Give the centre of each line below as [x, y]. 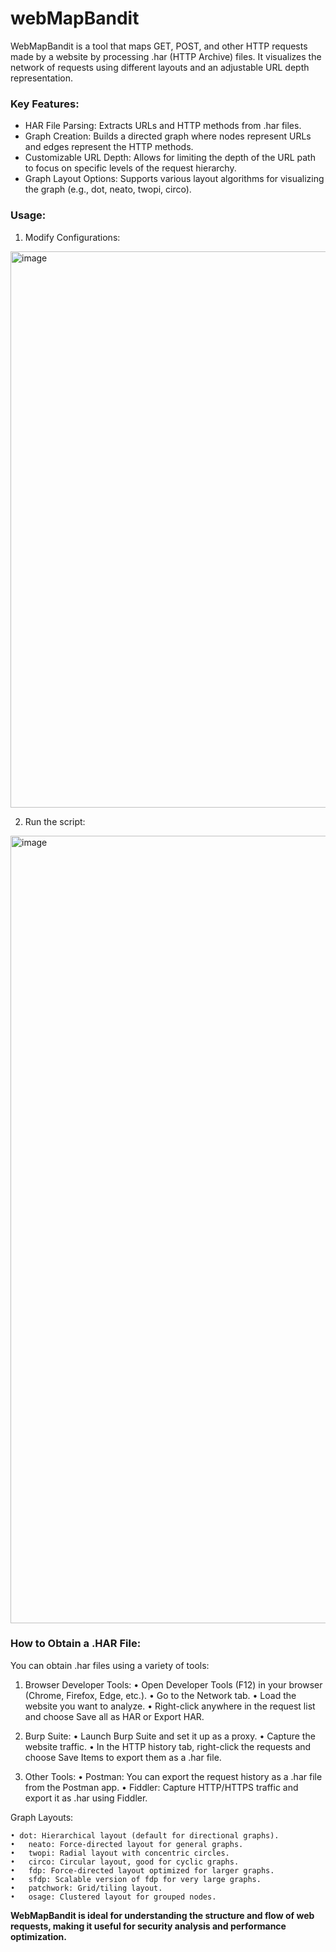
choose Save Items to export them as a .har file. [123, 1757]
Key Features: [45, 104]
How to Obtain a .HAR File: [76, 1644]
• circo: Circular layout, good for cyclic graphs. [125, 1862]
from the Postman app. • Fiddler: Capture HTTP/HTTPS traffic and [161, 1787]
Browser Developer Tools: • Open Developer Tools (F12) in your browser [173, 1684]
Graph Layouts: [42, 1817]
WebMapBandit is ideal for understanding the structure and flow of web [162, 1915]
